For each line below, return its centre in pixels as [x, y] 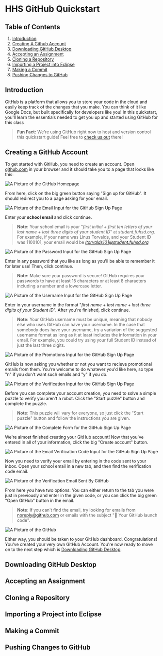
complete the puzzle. [26, 403]
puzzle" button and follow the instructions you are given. [73, 418]
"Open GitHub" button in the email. [40, 500]
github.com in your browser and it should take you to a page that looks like [80, 169]
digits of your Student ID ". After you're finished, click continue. [67, 310]
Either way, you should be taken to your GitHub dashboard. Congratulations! [81, 539]
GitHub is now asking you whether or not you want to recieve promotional [79, 364]
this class [15, 122]
